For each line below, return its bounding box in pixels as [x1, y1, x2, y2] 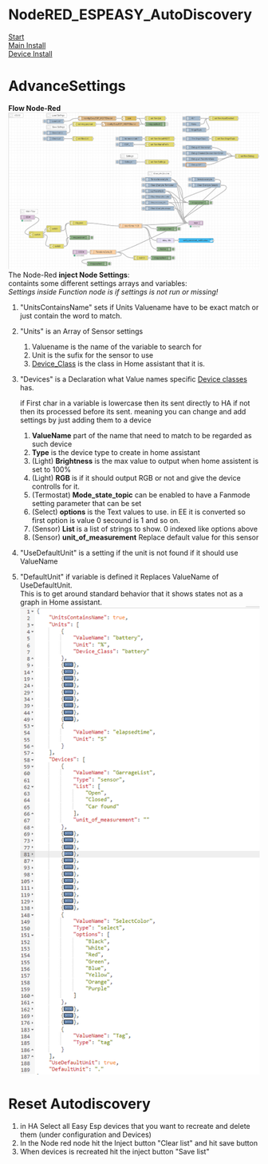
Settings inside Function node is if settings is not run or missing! [8, 287, 219, 296]
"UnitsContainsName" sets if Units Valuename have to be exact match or [19, 302, 259, 312]
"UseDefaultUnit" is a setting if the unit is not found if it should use [19, 548, 238, 557]
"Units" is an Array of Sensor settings [19, 326, 144, 336]
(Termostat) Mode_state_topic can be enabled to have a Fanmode [31, 489, 250, 500]
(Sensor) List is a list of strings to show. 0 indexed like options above [31, 524, 258, 533]
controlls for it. [31, 481, 80, 491]
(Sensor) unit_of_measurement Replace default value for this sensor [31, 533, 259, 542]
